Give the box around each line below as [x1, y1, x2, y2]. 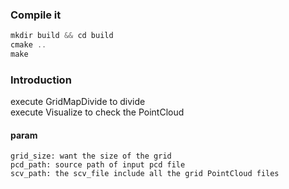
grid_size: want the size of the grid [10, 151, 172, 162]
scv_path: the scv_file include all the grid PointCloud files [10, 169, 280, 179]
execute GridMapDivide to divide [10, 96, 146, 108]
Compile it [10, 8, 62, 22]
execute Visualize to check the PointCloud [10, 106, 185, 118]
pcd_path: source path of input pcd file [10, 160, 186, 170]
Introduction [10, 73, 72, 87]
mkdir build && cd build [10, 31, 114, 41]
